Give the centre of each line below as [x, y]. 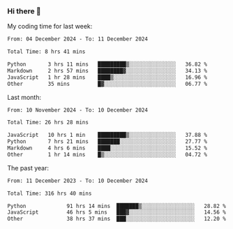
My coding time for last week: [50, 27]
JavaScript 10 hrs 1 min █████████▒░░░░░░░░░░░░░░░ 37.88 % [107, 135]
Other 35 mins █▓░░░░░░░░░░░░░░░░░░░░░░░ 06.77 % [107, 84]
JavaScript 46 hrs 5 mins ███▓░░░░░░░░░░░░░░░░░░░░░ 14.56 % [117, 212]
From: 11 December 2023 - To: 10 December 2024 [78, 181]
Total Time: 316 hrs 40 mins [50, 193]
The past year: [28, 168]
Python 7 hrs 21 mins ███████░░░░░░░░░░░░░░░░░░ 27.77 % [107, 142]
